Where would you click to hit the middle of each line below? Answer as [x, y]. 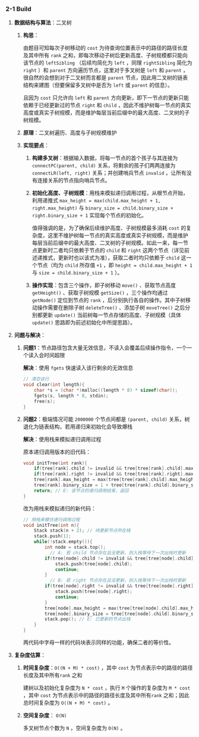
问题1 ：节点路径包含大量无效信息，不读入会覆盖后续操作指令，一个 [105, 348]
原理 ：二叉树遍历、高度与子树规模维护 [70, 133]
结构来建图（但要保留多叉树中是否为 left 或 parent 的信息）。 [98, 85]
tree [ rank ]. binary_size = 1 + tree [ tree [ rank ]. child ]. [103, 485]
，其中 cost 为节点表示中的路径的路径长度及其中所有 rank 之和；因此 [106, 695]
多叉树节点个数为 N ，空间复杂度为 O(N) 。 [74, 728]
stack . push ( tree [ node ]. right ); [94, 592]
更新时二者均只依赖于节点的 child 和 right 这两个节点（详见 [111, 250]
